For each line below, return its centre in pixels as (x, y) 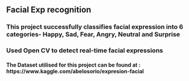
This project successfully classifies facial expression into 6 (95, 27)
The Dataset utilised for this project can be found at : (73, 65)
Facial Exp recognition (49, 10)
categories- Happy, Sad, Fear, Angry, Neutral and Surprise (93, 34)
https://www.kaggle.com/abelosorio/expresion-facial (75, 71)
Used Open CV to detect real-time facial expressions (85, 50)
